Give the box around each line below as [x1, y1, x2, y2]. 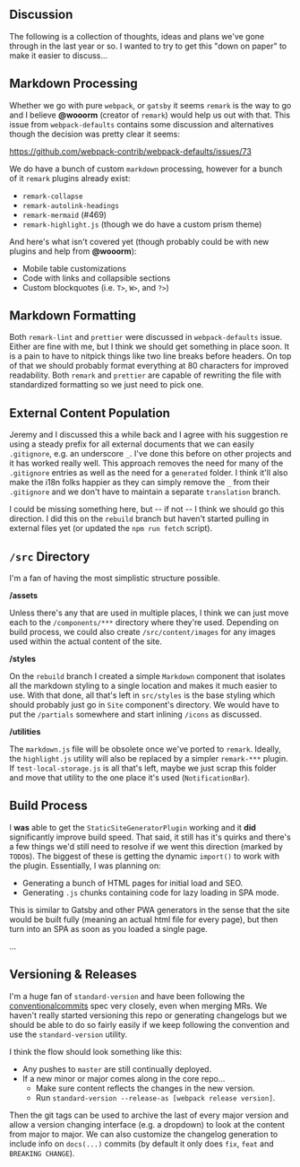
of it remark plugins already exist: [9, 172, 131, 183]
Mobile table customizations [21, 263, 127, 274]
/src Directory [9, 549, 90, 564]
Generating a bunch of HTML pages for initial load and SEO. [21, 877, 244, 888]
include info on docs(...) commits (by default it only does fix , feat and [9, 1138, 275, 1149]
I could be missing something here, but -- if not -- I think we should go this [9, 504, 285, 515]
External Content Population [9, 405, 170, 421]
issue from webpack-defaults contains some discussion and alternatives [9, 118, 275, 129]
